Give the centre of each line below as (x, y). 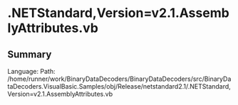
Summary (30, 54)
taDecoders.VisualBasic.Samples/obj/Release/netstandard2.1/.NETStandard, (119, 86)
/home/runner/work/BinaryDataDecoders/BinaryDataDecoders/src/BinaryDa (119, 79)
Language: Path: (31, 71)
